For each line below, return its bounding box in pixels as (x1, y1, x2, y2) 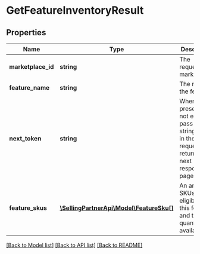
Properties (6, 27, 46, 38)
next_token (9, 134, 42, 142)
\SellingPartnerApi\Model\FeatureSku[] (59, 204, 174, 212)
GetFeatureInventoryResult (6, 4, 144, 17)
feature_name (9, 84, 50, 91)
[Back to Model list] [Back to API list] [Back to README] (6, 241, 143, 249)
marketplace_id (9, 63, 54, 71)
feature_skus (9, 204, 48, 212)
